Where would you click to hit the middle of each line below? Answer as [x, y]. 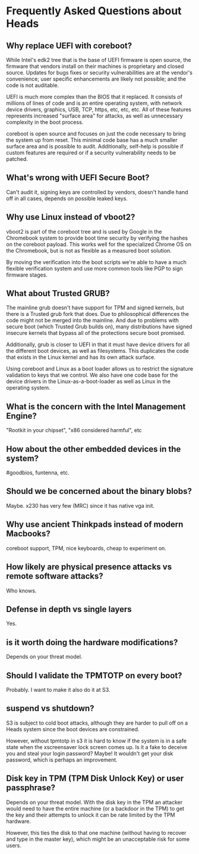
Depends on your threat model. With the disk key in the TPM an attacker [94, 802]
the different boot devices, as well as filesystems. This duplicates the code [97, 351]
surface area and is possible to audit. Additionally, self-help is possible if [95, 146]
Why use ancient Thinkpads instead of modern [95, 525]
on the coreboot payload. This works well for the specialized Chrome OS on [99, 244]
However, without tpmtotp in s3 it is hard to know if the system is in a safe [97, 741]
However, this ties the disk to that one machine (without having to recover [96, 833]
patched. [17, 159]
